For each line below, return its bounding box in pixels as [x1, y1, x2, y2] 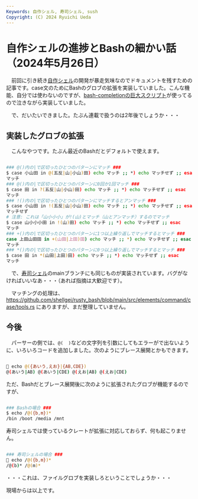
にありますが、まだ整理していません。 [36, 303, 129, 310]
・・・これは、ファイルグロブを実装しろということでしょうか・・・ [6, 474, 172, 481]
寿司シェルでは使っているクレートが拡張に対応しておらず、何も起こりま [6, 427, 181, 434]
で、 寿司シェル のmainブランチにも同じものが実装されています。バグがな [11, 270, 188, 276]
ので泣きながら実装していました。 [6, 99, 89, 107]
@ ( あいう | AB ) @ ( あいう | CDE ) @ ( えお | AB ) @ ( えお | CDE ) [6, 369, 127, 375]
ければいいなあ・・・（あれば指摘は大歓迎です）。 [6, 277, 125, 284]
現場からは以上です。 [6, 487, 58, 494]
